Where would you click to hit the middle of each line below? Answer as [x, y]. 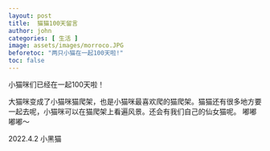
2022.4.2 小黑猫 [35, 138]
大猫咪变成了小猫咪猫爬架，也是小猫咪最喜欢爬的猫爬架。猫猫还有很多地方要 [135, 101]
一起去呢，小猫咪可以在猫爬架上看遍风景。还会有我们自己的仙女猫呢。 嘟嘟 [133, 111]
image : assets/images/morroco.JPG [66, 46]
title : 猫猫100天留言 [43, 23]
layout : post [30, 16]
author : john [30, 31]
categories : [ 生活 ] [43, 38]
